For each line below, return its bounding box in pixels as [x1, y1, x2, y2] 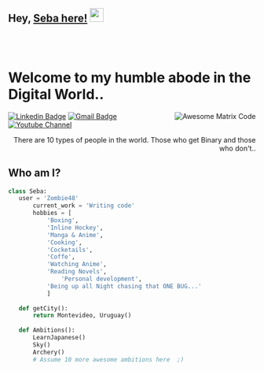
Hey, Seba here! [8, 12, 88, 25]
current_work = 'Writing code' [32, 202, 135, 210]
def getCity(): [18, 304, 68, 312]
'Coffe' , [46, 253, 76, 261]
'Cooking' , [46, 238, 82, 247]
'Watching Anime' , [46, 261, 108, 269]
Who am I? [8, 166, 61, 180]
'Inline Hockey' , [46, 224, 104, 232]
